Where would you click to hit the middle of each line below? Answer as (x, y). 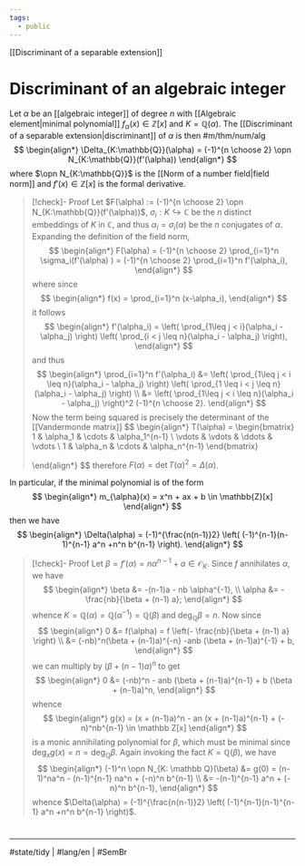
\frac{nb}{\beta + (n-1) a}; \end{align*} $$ (164, 598)
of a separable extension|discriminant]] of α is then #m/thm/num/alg (138, 136)
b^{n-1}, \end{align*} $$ (173, 788)
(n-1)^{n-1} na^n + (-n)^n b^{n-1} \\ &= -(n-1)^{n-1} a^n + (177, 778)
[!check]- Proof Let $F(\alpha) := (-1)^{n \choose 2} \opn (138, 202)
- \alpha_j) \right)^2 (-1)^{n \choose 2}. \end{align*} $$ (164, 403)
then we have (35, 521)
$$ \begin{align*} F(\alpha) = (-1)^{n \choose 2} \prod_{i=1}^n (164, 250)
